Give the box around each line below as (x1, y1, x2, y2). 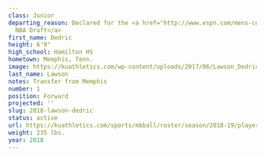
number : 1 (8, 84, 41, 93)
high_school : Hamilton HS (8, 48, 93, 56)
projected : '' (8, 99, 55, 107)
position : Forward (8, 92, 69, 100)
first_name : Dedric (8, 33, 73, 42)
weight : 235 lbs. (8, 128, 65, 136)
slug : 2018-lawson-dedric (8, 107, 93, 115)
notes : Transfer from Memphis (8, 77, 108, 85)
